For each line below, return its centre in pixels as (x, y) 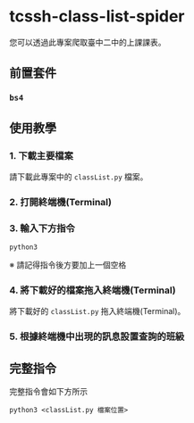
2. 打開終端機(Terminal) (60, 202)
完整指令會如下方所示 (48, 392)
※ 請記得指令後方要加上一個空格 (68, 265)
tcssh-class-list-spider (97, 17)
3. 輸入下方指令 (42, 228)
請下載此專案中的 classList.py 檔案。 (79, 177)
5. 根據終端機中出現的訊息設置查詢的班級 (97, 336)
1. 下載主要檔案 (42, 155)
